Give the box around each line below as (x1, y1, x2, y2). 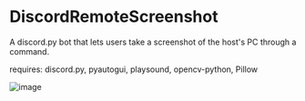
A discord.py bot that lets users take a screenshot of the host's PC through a (9, 36, 297, 47)
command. (9, 45, 50, 56)
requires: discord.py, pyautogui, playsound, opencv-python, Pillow (9, 64, 259, 75)
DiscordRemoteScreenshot (9, 6, 219, 27)
